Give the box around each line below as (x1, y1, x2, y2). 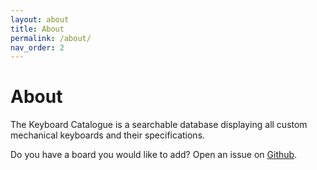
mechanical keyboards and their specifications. (10, 129, 206, 141)
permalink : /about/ (10, 33, 92, 43)
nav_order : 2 (10, 42, 65, 53)
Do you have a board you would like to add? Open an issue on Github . (10, 149, 298, 161)
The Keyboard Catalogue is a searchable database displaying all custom (10, 119, 308, 131)
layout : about (10, 14, 70, 25)
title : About (10, 24, 65, 34)
